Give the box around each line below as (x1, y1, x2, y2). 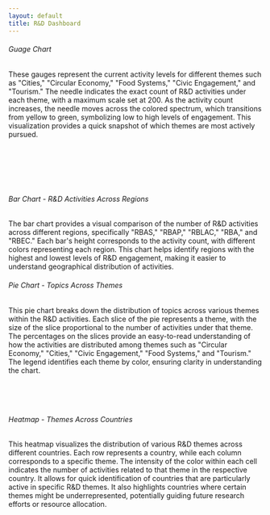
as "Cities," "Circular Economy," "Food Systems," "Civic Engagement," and (8, 77, 256, 87)
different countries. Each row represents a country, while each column (8, 448, 242, 458)
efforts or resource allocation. (8, 500, 107, 509)
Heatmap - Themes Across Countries (8, 414, 133, 424)
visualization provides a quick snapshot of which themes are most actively (8, 120, 255, 130)
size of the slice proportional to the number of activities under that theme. (8, 322, 254, 332)
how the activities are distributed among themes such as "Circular (8, 340, 228, 350)
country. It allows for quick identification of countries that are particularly (8, 474, 251, 484)
